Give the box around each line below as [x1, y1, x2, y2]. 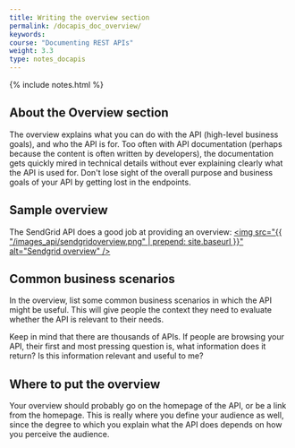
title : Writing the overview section [9, 13, 150, 22]
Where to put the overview [9, 376, 161, 392]
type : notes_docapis [9, 55, 87, 64]
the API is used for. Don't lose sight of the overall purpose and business [9, 167, 274, 177]
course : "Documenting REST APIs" [9, 38, 134, 47]
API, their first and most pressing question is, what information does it [9, 341, 266, 352]
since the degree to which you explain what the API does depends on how [9, 419, 282, 430]
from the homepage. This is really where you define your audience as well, [9, 409, 284, 421]
